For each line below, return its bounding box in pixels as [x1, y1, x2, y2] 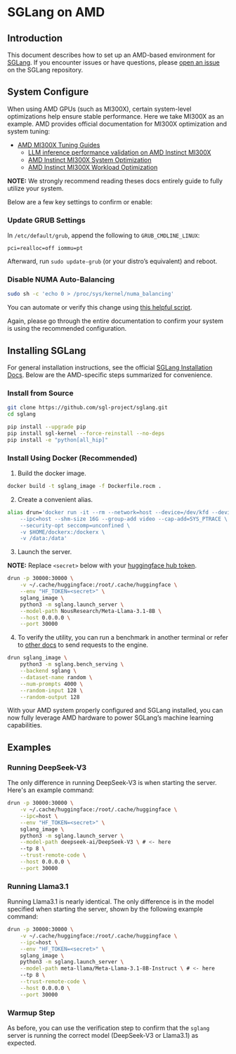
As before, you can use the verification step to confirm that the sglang [7, 1023, 210, 1032]
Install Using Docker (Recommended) [7, 453, 138, 463]
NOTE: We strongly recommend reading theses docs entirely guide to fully [7, 176, 223, 185]
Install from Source [7, 388, 74, 398]
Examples [7, 742, 51, 753]
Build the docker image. [17, 469, 86, 477]
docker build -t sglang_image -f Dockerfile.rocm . [7, 482, 162, 490]
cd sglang [7, 411, 37, 418]
